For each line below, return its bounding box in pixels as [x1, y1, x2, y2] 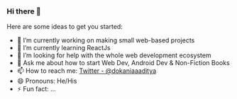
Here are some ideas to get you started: [6, 23, 123, 31]
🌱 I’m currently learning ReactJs [16, 44, 111, 52]
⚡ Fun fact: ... [16, 85, 56, 93]
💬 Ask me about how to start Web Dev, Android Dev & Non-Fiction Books [16, 59, 230, 67]
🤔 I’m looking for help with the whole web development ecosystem [16, 51, 211, 59]
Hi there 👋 [6, 6, 42, 16]
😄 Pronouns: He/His [16, 77, 77, 86]
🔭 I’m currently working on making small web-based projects [16, 36, 195, 45]
